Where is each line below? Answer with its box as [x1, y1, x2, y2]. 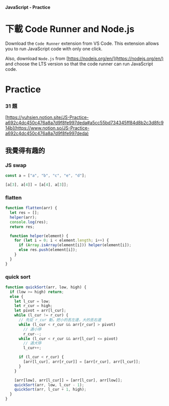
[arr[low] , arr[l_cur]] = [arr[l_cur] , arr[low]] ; [14, 377, 123, 383]
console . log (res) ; [10, 219, 49, 224]
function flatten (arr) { [5, 206, 57, 211]
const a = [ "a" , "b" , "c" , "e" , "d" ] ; [5, 173, 87, 178]
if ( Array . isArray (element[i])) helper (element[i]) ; [18, 242, 132, 248]
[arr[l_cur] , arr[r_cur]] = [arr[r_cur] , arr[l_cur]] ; [23, 359, 141, 364]
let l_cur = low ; [14, 299, 51, 304]
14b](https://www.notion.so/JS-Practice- [5, 125, 90, 131]
